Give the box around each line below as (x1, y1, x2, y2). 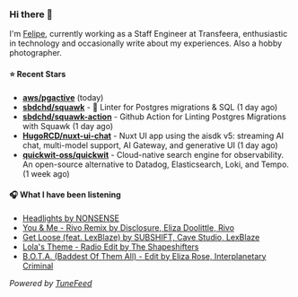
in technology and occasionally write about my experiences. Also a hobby (9, 38, 283, 48)
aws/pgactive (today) (22, 92, 104, 102)
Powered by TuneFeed (9, 277, 92, 288)
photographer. (9, 48, 63, 58)
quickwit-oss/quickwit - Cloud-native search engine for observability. (22, 149, 285, 160)
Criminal (22, 260, 54, 271)
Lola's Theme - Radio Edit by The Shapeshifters (22, 241, 199, 252)
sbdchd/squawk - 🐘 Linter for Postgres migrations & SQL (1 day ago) (22, 101, 278, 112)
